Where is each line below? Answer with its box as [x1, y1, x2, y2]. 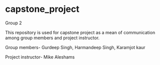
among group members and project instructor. [5, 35, 100, 41]
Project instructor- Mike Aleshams [5, 54, 75, 60]
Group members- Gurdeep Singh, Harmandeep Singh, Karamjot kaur [5, 44, 146, 50]
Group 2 [5, 20, 22, 26]
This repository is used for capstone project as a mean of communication [5, 29, 156, 35]
